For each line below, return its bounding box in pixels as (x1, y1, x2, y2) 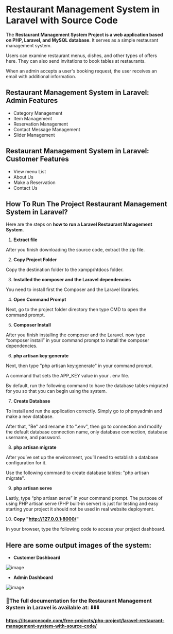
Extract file (13, 237, 38, 243)
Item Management (13, 115, 53, 121)
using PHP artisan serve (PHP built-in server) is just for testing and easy (6, 500, 159, 507)
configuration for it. (6, 460, 47, 466)
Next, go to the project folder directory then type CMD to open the (6, 306, 147, 313)
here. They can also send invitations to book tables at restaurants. (6, 58, 146, 64)
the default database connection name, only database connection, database (6, 429, 168, 435)
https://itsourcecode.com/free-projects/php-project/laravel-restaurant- (6, 618, 165, 624)
